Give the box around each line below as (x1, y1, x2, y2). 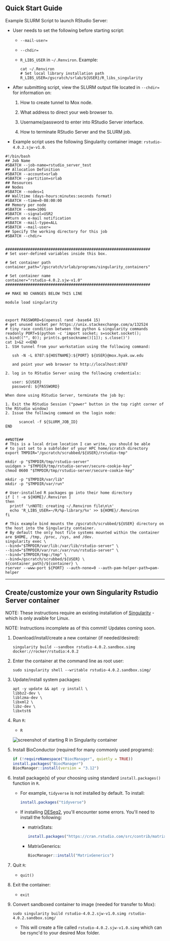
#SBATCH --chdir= (5, 233, 42, 238)
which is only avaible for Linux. (5, 615, 70, 621)
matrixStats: (27, 824, 53, 830)
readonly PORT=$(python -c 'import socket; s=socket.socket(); (5, 331, 142, 336)
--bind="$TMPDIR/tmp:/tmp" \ (5, 552, 67, 557)
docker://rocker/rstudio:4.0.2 (12, 649, 79, 654)
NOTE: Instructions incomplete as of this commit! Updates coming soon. (5, 625, 156, 631)
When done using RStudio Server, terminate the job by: (5, 393, 125, 398)
